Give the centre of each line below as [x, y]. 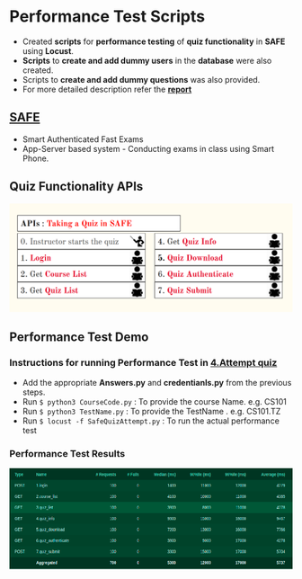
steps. [34, 392]
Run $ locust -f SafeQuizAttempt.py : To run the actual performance [151, 421]
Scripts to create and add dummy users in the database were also [147, 60]
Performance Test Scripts [107, 17]
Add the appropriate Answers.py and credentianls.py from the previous [157, 382]
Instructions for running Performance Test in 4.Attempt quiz [143, 363]
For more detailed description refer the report [107, 89]
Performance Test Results [67, 453]
